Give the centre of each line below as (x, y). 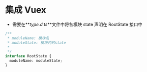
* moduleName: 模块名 (28, 38)
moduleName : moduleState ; (36, 61)
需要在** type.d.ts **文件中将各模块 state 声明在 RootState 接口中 (77, 24)
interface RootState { (28, 56)
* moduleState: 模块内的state (37, 43)
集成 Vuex (26, 10)
